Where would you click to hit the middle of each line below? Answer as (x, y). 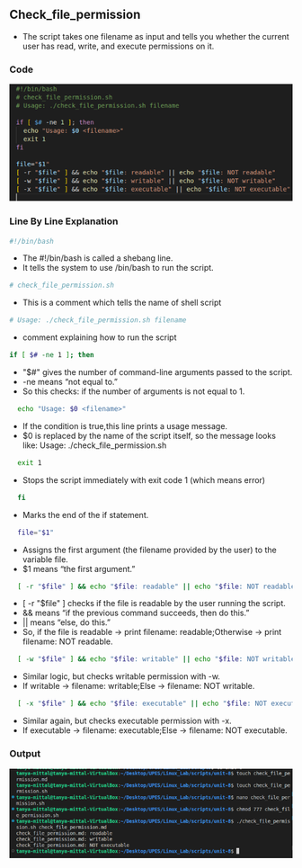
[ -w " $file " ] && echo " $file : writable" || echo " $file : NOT (138, 659)
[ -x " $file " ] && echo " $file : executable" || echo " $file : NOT (142, 704)
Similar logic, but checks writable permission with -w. (121, 676)
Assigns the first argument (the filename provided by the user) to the (149, 550)
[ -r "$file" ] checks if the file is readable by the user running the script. (154, 604)
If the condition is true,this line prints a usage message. (124, 425)
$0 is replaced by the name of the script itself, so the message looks (149, 435)
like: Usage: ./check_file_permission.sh (94, 445)
